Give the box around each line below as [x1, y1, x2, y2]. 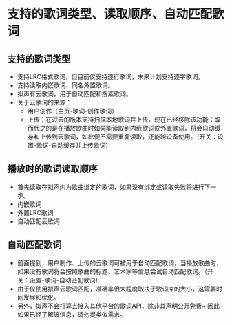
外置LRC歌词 [17, 208, 54, 216]
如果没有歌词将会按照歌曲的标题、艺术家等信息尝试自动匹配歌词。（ [17, 267, 208, 276]
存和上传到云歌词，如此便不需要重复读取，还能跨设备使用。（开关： [27, 133, 218, 141]
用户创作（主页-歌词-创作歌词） [27, 107, 118, 115]
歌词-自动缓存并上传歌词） [36, 142, 112, 149]
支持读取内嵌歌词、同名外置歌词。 [17, 81, 114, 89]
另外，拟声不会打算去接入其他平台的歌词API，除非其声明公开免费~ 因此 [17, 302, 220, 310]
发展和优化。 [23, 293, 60, 301]
